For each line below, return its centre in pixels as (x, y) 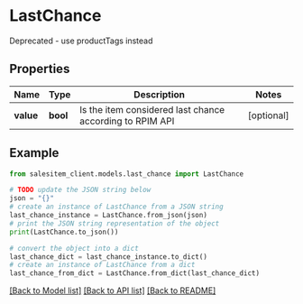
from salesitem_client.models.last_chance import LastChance (127, 174)
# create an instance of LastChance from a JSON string (116, 207)
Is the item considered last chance (152, 109)
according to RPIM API (127, 121)
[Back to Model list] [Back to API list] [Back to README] (113, 290)
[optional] (268, 115)
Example (34, 153)
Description (160, 94)
